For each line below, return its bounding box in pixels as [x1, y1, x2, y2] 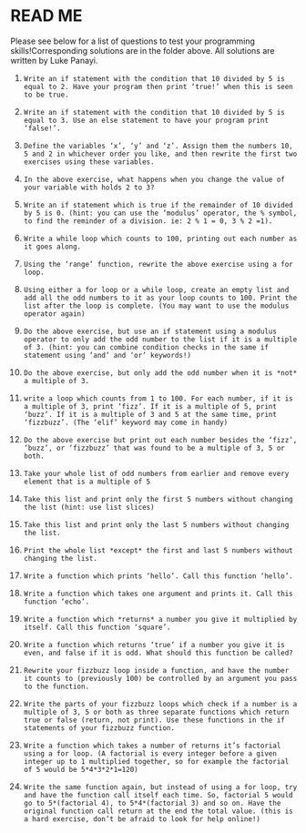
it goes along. [23, 242, 82, 251]
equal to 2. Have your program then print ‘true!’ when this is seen [23, 82, 294, 91]
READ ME [10, 5, 83, 26]
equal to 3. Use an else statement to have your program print [23, 116, 270, 125]
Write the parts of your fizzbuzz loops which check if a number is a [23, 699, 298, 708]
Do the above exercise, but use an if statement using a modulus [23, 327, 277, 336]
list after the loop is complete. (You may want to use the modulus [23, 301, 290, 310]
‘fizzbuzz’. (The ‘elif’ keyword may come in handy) [23, 418, 229, 427]
